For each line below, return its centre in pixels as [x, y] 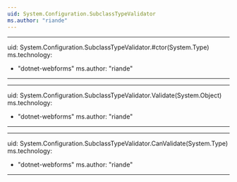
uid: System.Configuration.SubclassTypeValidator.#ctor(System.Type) [108, 47]
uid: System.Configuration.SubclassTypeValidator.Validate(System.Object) [115, 95]
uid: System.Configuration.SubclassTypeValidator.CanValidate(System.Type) [118, 143]
